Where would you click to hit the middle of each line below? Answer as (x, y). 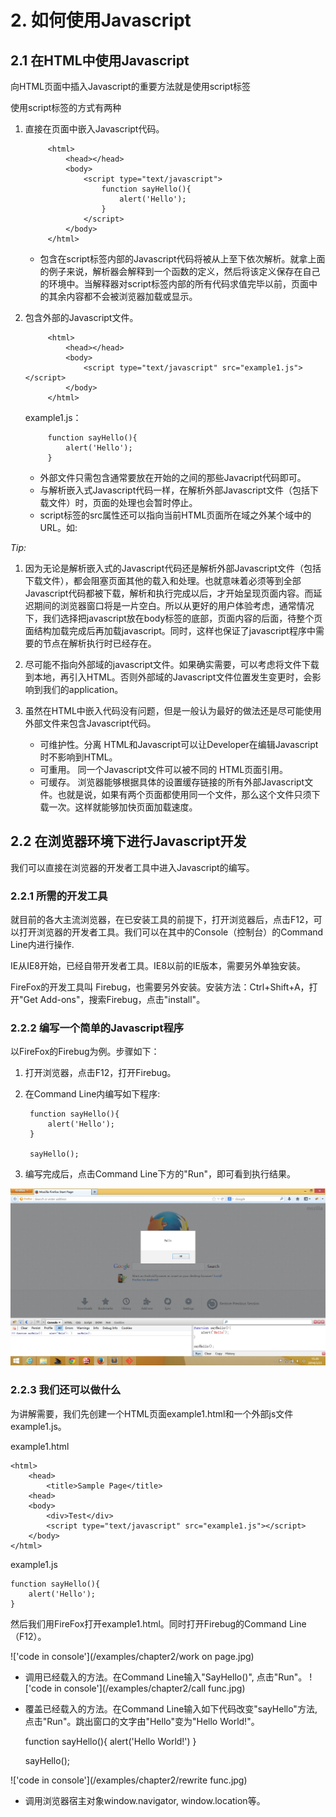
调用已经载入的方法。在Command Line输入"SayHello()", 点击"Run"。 (166, 1677)
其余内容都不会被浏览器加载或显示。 (123, 296)
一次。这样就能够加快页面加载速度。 (123, 807)
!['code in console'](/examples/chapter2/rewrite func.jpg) (129, 1780)
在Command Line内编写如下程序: (92, 1094)
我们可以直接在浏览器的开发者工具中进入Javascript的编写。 (132, 867)
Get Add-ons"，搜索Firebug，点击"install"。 (114, 1000)
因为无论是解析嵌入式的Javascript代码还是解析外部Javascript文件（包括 (173, 568)
